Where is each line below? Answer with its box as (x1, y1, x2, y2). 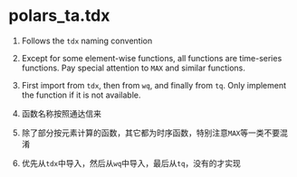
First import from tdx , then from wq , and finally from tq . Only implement (21, 79, 287, 90)
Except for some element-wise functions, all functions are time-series (21, 52, 283, 63)
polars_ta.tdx (8, 5, 110, 26)
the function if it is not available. (21, 89, 141, 100)
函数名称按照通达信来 (21, 107, 101, 118)
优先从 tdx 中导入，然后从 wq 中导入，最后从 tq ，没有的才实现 (21, 157, 241, 168)
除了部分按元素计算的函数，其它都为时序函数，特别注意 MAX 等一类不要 (21, 127, 281, 138)
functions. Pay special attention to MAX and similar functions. (21, 62, 246, 73)
